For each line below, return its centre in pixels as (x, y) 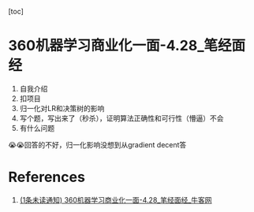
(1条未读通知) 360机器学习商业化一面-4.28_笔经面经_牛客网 (116, 199)
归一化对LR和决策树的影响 (62, 108)
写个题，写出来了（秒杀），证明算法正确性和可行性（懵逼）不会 (121, 118)
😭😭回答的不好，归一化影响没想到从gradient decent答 (97, 144)
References (47, 177)
